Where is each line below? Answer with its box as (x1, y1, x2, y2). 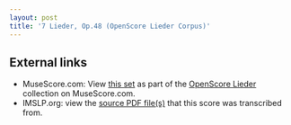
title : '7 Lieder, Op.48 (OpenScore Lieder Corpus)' (9, 22, 211, 31)
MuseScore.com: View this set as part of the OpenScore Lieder (22, 78, 257, 90)
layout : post (9, 13, 58, 22)
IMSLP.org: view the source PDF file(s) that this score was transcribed (22, 98, 283, 109)
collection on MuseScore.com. (22, 88, 137, 99)
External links (9, 55, 88, 70)
